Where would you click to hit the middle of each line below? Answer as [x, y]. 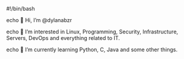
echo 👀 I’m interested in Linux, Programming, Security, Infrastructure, [92, 32]
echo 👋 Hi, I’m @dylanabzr [39, 20]
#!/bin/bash [21, 9]
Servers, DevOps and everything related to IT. [63, 38]
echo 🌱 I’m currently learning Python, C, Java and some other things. [92, 49]
